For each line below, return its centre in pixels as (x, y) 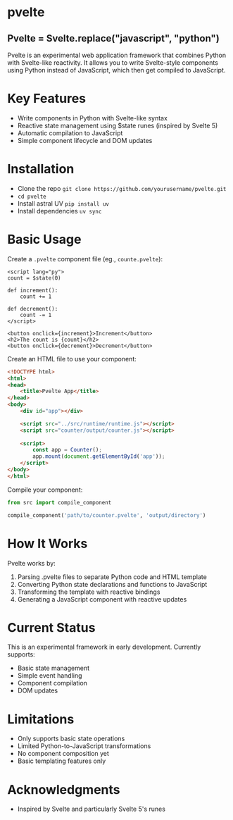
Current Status (51, 627)
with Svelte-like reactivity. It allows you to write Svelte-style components (113, 63)
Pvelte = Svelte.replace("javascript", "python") (113, 38)
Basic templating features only (62, 761)
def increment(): (33, 290)
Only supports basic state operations (71, 739)
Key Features (47, 99)
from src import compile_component (59, 502)
